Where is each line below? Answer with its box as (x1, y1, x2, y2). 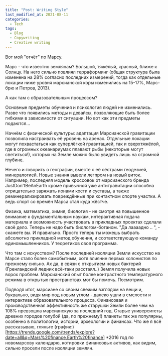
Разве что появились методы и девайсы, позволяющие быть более (5, 109, 150, 115)
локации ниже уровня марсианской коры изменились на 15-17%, (5, 79, 145, 85)
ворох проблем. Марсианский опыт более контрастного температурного (5, 271, 163, 277)
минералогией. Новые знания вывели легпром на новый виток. (5, 172, 142, 178)
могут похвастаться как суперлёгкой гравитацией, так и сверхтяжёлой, (5, 141, 160, 147)
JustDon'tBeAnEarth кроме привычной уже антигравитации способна (5, 182, 154, 188)
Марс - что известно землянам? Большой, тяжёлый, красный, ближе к (5, 63, 157, 69)
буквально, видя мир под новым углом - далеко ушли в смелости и (5, 292, 151, 298)
